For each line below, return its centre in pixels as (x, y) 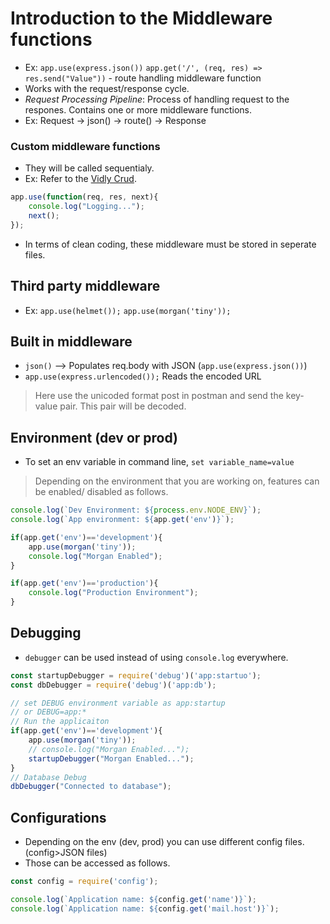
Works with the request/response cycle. (107, 88)
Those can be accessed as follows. (97, 863)
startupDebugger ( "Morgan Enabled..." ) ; (111, 758)
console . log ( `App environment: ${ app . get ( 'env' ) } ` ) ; (122, 520)
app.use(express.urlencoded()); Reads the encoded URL (143, 376)
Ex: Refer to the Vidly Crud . (80, 179)
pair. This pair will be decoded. (123, 406)
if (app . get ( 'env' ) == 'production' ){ (84, 583)
